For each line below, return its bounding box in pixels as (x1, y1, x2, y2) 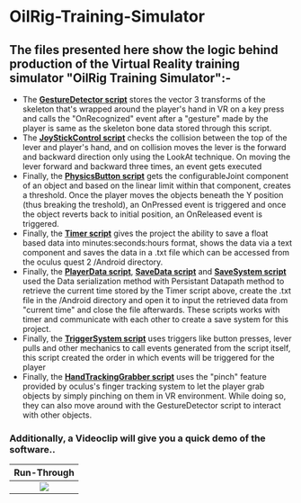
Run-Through (13, 466, 75, 479)
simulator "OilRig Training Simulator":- (9, 70, 232, 85)
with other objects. (22, 409, 93, 420)
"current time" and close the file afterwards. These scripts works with (22, 304, 280, 315)
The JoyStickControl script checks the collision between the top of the (22, 132, 288, 143)
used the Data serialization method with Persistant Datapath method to (22, 276, 285, 286)
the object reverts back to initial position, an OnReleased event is (22, 209, 263, 220)
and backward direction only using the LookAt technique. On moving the (22, 151, 291, 162)
